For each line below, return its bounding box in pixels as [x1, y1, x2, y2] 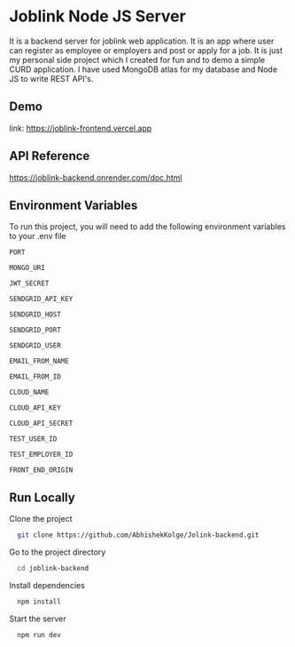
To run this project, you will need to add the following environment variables [9, 221, 286, 232]
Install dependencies [9, 579, 86, 590]
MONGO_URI [9, 264, 46, 273]
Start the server [9, 613, 66, 624]
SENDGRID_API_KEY [9, 295, 74, 304]
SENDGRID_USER [9, 341, 62, 350]
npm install [17, 597, 62, 606]
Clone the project [9, 514, 73, 524]
